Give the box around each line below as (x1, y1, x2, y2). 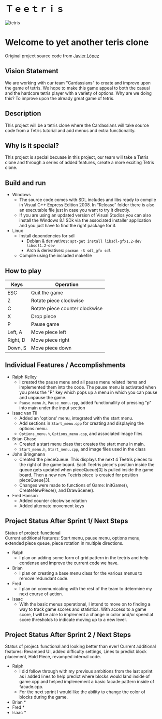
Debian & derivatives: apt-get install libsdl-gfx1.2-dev (26, 238, 142, 244)
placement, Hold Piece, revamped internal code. (5, 654, 102, 660)
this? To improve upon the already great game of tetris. (5, 95, 115, 101)
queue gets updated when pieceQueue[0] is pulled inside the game (19, 467, 154, 472)
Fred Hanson (12, 492, 38, 498)
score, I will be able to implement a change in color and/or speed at (19, 611, 154, 617)
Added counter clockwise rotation (19, 498, 87, 503)
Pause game (31, 320, 59, 327)
